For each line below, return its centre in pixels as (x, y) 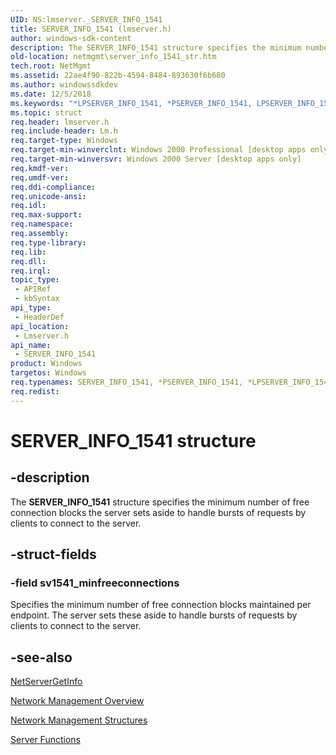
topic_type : (35, 280)
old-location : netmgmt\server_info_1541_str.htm (113, 57)
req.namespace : (42, 224)
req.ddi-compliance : (53, 187)
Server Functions (45, 740)
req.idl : (28, 206)
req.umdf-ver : (40, 177)
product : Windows (46, 364)
